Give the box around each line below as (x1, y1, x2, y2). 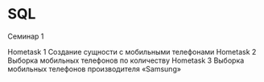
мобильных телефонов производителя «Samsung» (7, 64, 182, 73)
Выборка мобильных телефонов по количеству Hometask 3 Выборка (7, 55, 245, 65)
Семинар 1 (7, 31, 44, 41)
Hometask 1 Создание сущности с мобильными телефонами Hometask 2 (7, 47, 257, 56)
